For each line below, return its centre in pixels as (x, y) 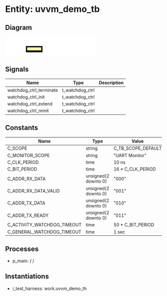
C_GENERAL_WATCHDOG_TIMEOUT (44, 232)
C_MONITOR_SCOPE (29, 155)
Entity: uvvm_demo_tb (53, 9)
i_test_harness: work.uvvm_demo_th (49, 288)
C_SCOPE (17, 148)
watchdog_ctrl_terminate (33, 90)
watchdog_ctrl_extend (30, 104)
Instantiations (27, 276)
